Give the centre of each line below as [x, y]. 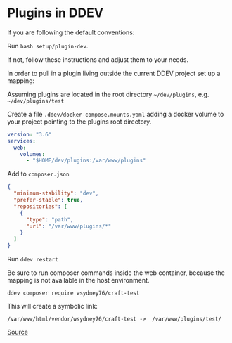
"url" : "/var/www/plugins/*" [69, 226]
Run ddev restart [33, 259]
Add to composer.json [38, 174]
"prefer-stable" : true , [48, 200]
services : [22, 141]
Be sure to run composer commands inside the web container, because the [116, 273]
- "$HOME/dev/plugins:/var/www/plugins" [86, 161]
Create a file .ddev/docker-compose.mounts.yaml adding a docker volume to [116, 114]
